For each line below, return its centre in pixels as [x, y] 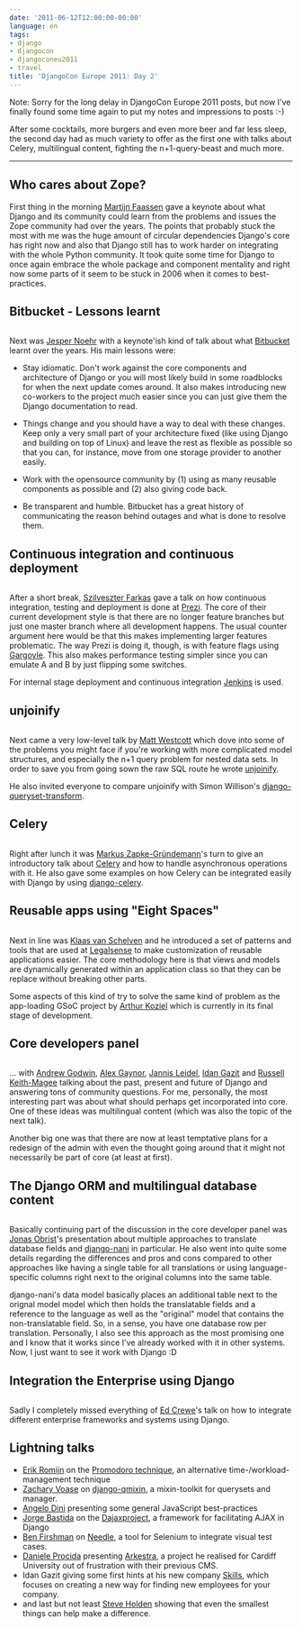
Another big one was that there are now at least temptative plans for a [138, 1138]
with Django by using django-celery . [76, 882]
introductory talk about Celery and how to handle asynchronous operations [148, 863]
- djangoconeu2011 [44, 59]
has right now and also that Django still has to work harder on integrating [144, 245]
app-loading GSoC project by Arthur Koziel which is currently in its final [142, 1005]
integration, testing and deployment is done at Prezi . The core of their [138, 607]
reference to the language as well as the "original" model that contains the [147, 1314]
